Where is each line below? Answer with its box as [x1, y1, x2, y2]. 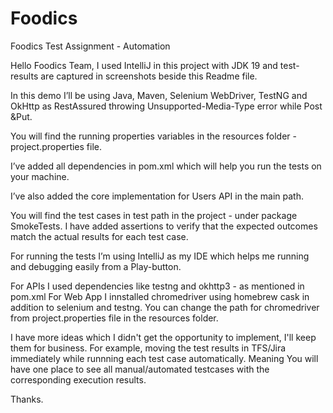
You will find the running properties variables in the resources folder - [10, 130, 297, 142]
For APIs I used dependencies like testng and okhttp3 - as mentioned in [10, 280, 305, 292]
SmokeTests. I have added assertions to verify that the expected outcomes [10, 220, 318, 232]
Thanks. [10, 393, 44, 405]
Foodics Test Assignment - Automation [10, 40, 171, 52]
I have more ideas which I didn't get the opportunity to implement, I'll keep [10, 331, 317, 343]
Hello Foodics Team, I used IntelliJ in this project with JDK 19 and [10, 59, 278, 71]
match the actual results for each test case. [10, 230, 189, 242]
